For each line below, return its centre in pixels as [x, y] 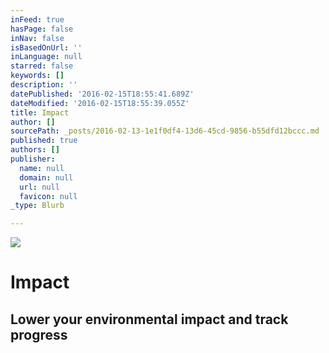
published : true [44, 141]
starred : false [42, 66]
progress [39, 334]
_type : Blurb [37, 206]
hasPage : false [42, 29]
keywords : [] [37, 76]
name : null [42, 168]
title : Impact [40, 112]
